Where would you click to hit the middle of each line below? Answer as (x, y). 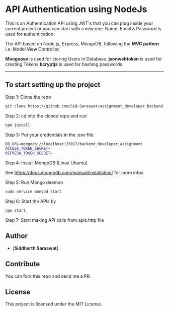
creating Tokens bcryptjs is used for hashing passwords (64, 64)
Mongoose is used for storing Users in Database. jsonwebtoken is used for (84, 58)
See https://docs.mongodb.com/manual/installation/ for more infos (74, 173)
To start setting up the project (53, 85)
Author (16, 236)
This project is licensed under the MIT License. (54, 304)
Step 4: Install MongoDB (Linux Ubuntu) (47, 163)
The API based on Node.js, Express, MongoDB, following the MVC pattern (82, 43)
